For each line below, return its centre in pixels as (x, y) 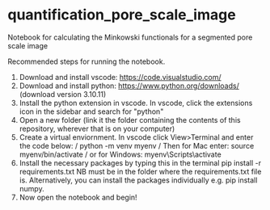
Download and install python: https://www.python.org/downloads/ (129, 86)
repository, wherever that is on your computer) (97, 128)
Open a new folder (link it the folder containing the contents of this (130, 120)
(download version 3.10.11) (63, 94)
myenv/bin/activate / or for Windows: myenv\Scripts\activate (120, 154)
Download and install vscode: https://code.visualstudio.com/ (120, 77)
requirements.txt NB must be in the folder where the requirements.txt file (140, 171)
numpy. (32, 188)
